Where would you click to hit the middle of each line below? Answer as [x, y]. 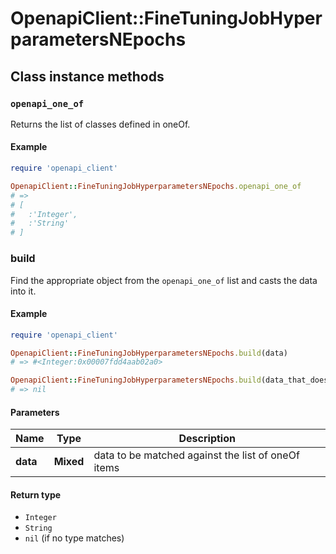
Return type [36, 494]
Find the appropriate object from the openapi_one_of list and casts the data [164, 280]
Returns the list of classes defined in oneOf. [100, 124]
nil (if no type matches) [74, 538]
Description [207, 439]
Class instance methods [87, 76]
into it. [23, 291]
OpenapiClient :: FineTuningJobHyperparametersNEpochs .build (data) [149, 353]
